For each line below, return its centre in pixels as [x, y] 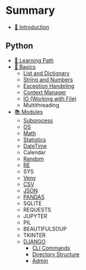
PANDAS [34, 197]
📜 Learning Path [34, 60]
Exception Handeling [49, 86]
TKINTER [34, 235]
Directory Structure [56, 254]
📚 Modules [28, 112]
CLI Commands [51, 248]
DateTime [35, 146]
